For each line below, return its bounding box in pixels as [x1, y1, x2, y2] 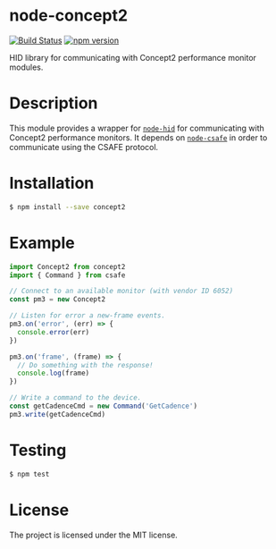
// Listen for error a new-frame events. [9, 311, 166, 320]
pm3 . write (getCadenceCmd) [9, 410, 105, 418]
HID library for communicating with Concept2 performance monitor [9, 52, 257, 63]
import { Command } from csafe [9, 270, 126, 280]
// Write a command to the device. [9, 393, 142, 402]
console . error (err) [17, 327, 90, 336]
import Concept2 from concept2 [9, 262, 126, 271]
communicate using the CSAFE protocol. [9, 141, 159, 152]
